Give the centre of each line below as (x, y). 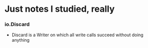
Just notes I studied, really (60, 9)
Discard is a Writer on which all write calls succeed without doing (77, 35)
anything (21, 40)
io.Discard (17, 24)
